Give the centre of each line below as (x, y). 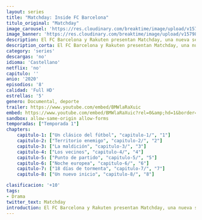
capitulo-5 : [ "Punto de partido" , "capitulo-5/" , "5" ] (87, 157)
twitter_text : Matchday (36, 202)
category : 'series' (31, 51)
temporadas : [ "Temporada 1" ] (43, 124)
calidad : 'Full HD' (31, 90)
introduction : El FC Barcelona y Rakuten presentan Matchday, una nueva (99, 208)
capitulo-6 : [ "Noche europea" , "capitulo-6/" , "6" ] (83, 163)
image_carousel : (26, 29)
